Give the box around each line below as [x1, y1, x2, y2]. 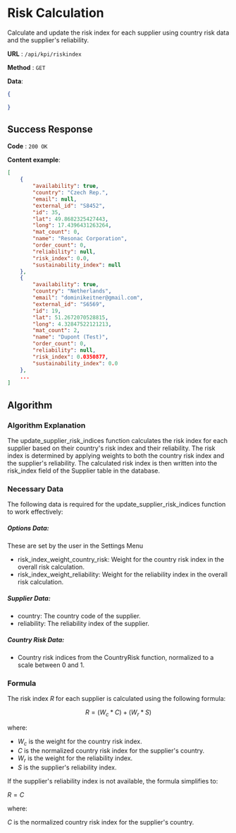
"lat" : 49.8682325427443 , [32, 215, 109, 223]
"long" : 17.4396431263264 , [32, 222, 112, 229]
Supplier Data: [7, 593, 51, 602]
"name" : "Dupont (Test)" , [32, 333, 109, 341]
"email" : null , [32, 196, 77, 203]
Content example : [7, 155, 61, 164]
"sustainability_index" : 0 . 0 [32, 360, 118, 367]
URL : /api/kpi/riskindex [7, 49, 82, 58]
